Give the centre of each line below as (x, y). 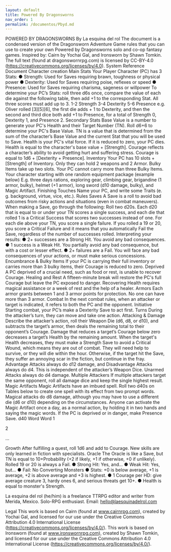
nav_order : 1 (19, 19)
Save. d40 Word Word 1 (30, 419)
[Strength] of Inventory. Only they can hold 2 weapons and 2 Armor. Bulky (83, 163)
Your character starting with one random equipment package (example (80, 175)
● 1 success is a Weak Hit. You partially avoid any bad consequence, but (82, 245)
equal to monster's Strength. (35, 486)
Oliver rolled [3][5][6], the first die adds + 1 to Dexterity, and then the (78, 109)
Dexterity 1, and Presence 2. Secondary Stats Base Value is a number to (81, 120)
